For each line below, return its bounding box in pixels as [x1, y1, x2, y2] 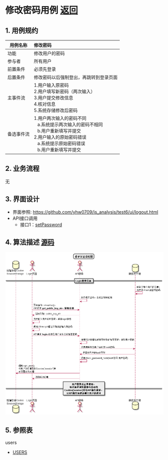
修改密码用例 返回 [5, 5, 78, 16]
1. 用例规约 [5, 26, 39, 35]
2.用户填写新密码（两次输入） [34, 88, 96, 94]
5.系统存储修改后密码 [34, 107, 78, 113]
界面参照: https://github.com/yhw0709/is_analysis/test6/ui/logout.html [12, 209, 158, 215]
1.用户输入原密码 [34, 82, 69, 88]
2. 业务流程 [5, 164, 40, 173]
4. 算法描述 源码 [5, 238, 54, 246]
